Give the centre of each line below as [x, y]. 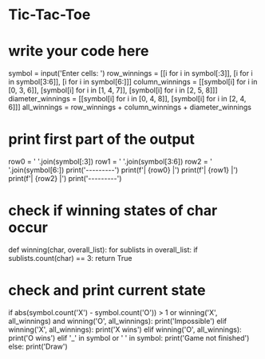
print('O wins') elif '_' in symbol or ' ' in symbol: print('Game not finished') [129, 337]
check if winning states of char [113, 211]
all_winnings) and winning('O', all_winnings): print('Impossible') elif [118, 321]
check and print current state [107, 291]
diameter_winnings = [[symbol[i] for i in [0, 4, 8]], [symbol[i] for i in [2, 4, [127, 99]
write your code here [79, 51]
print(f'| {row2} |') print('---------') [65, 179]
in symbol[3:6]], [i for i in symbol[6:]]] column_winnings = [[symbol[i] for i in [133, 82]
